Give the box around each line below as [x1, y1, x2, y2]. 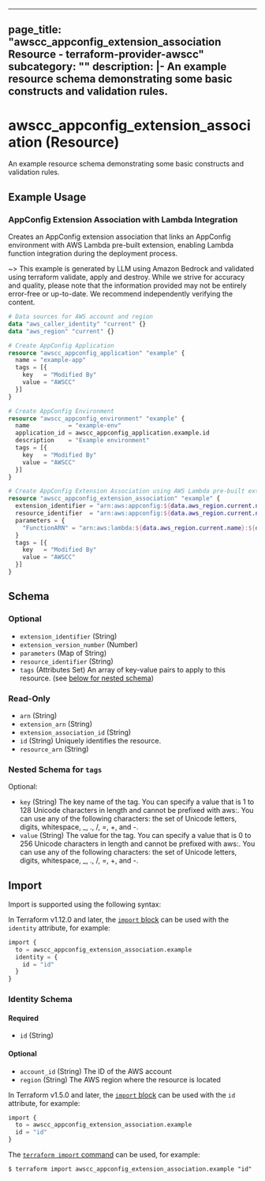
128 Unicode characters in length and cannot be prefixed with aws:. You [19, 806, 254, 815]
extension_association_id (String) [19, 727, 132, 737]
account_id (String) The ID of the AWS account [19, 1066, 172, 1076]
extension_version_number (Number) [19, 639, 138, 649]
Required [8, 1013, 39, 1023]
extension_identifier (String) [19, 631, 118, 641]
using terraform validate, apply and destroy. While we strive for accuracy [8, 273, 245, 282]
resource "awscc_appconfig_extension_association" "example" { [8, 494, 221, 503]
